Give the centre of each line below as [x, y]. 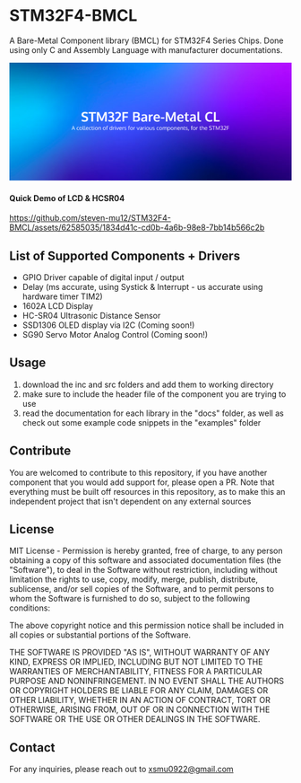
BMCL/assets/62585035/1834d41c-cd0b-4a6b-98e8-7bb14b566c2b [137, 228]
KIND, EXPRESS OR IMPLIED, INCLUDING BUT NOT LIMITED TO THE [136, 662]
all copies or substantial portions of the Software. [100, 635]
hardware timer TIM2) [62, 296]
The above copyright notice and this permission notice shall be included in [146, 626]
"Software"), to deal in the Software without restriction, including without [143, 570]
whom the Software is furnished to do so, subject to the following [130, 599]
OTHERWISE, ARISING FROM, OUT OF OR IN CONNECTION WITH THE [140, 709]
